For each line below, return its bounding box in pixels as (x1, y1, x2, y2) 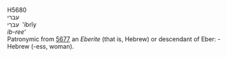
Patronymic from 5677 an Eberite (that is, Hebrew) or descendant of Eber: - (7, 35, 221, 43)
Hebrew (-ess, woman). (7, 43, 74, 50)
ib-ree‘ (7, 27, 26, 36)
